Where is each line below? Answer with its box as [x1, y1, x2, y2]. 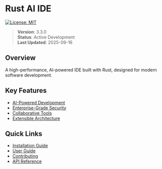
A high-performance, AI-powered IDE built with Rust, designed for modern [5, 67, 157, 73]
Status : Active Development [17, 34, 75, 40]
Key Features [5, 86, 47, 95]
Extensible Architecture [12, 115, 60, 121]
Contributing [12, 153, 38, 159]
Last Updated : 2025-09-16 [17, 39, 73, 45]
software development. [5, 72, 53, 78]
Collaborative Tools [12, 110, 52, 116]
